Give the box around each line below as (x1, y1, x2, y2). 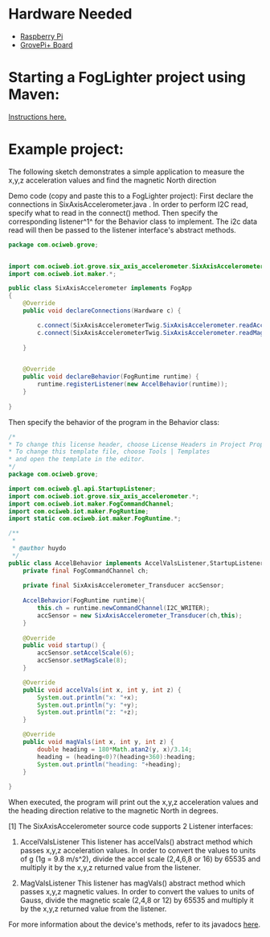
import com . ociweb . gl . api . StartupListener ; (8, 485, 157, 493)
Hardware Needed (8, 5, 133, 23)
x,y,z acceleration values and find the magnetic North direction (8, 175, 217, 185)
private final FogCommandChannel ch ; (22, 567, 149, 575)
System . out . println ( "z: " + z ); (37, 708, 138, 716)
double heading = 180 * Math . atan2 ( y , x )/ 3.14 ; (37, 745, 193, 753)
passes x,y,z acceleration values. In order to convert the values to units (19, 846, 256, 856)
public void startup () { (22, 642, 106, 650)
